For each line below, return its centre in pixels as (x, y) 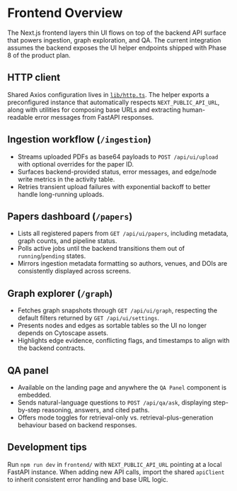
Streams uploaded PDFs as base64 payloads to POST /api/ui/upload (118, 157)
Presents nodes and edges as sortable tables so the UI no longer (112, 326)
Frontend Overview (65, 13)
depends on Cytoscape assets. (63, 333)
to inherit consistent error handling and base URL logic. (88, 479)
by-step (29, 410)
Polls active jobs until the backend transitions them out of (101, 249)
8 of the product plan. (39, 55)
